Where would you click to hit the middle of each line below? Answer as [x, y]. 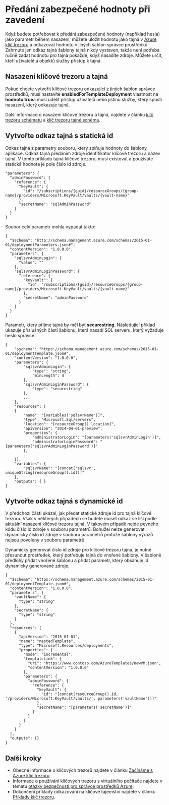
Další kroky [23, 758]
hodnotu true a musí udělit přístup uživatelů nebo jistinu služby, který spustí [84, 99]
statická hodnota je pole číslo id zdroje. [46, 164]
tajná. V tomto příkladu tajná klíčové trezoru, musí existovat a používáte [79, 159]
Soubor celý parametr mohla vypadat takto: [50, 227]
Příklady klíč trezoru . [34, 797]
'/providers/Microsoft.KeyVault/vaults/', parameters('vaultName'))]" [81, 699]
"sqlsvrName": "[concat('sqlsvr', [60, 468]
